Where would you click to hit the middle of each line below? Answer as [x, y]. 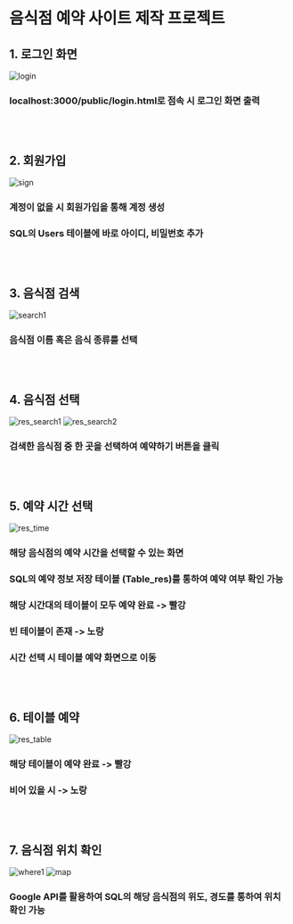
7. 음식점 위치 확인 [56, 850]
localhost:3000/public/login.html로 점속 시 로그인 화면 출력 [135, 101]
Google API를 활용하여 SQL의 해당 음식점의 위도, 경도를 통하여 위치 [145, 897]
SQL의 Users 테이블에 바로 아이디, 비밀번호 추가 [106, 233]
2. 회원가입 [38, 160]
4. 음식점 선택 [45, 399]
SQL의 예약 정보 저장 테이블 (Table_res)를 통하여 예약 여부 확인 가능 [146, 579]
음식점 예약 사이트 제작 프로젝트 [117, 18]
